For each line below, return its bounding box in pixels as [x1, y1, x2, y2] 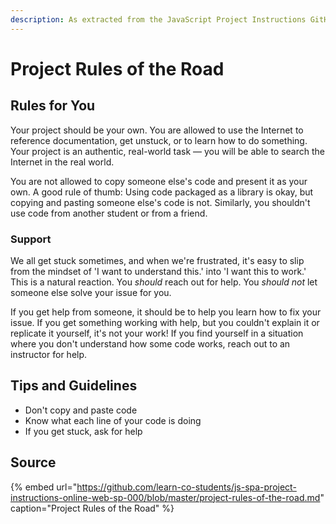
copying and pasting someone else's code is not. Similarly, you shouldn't [10, 196, 311, 208]
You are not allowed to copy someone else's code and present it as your [10, 175, 308, 187]
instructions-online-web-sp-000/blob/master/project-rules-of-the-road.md [10, 491, 321, 503]
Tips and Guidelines [10, 377, 138, 395]
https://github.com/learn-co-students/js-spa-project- [76, 481, 297, 493]
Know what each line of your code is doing [24, 414, 202, 426]
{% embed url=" [10, 481, 78, 493]
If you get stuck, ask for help [24, 425, 143, 437]
